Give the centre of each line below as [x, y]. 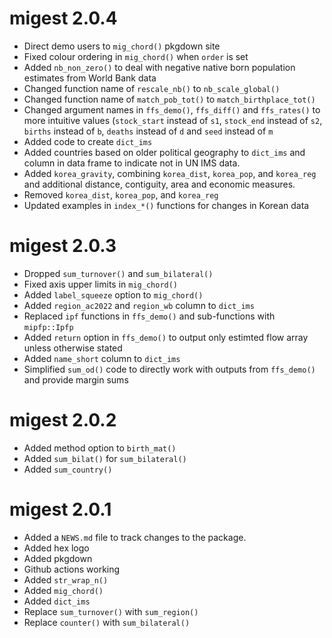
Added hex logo [56, 548]
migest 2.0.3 [63, 246]
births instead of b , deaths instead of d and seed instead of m [148, 131]
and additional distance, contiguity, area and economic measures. [159, 184]
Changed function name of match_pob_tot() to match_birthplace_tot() [169, 99]
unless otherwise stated [73, 348]
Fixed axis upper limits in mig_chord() [101, 284]
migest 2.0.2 [63, 420]
